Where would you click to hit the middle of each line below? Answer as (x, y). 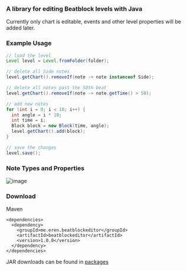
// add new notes (27, 104)
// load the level (29, 55)
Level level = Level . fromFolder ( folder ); (58, 61)
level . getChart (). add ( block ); (48, 132)
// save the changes (32, 147)
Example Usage (29, 43)
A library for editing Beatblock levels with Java (74, 9)
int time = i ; (29, 120)
